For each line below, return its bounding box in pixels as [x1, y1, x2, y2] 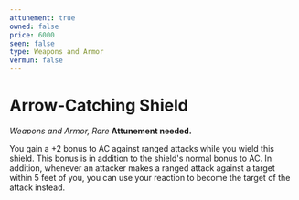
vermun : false [9, 56, 64, 65]
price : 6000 [9, 30, 55, 39]
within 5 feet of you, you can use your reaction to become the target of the [9, 172, 291, 183]
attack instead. [9, 182, 66, 193]
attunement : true [9, 13, 76, 23]
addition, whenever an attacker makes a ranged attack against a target [9, 162, 276, 174]
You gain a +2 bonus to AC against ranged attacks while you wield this [9, 142, 274, 153]
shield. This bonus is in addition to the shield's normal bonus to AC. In [9, 153, 272, 163]
